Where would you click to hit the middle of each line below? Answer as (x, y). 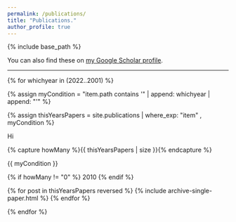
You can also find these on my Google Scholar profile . (85, 60)
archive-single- (190, 191)
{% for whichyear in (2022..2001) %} (61, 81)
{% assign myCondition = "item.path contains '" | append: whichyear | (109, 94)
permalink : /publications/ (47, 14)
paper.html (23, 198)
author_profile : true (39, 27)
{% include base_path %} (44, 47)
